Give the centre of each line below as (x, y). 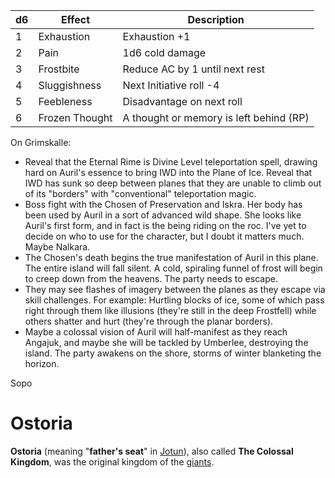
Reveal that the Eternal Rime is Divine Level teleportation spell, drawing (171, 162)
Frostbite (59, 69)
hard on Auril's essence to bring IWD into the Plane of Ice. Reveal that (168, 172)
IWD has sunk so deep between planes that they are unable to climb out (173, 183)
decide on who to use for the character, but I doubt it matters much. (164, 236)
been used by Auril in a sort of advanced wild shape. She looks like (163, 215)
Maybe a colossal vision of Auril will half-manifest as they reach (156, 332)
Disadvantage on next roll (182, 101)
